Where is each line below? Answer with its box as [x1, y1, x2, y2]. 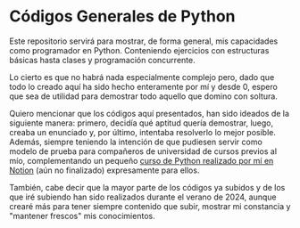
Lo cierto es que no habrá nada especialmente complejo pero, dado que [9, 71, 275, 82]
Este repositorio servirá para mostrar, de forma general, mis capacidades [9, 36, 279, 46]
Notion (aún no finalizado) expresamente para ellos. [9, 165, 200, 175]
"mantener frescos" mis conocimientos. [9, 210, 155, 221]
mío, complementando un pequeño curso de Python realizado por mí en [9, 155, 274, 166]
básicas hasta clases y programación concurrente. [9, 54, 196, 65]
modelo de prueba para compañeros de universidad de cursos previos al [9, 145, 278, 157]
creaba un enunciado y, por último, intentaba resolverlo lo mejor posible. [9, 126, 277, 137]
